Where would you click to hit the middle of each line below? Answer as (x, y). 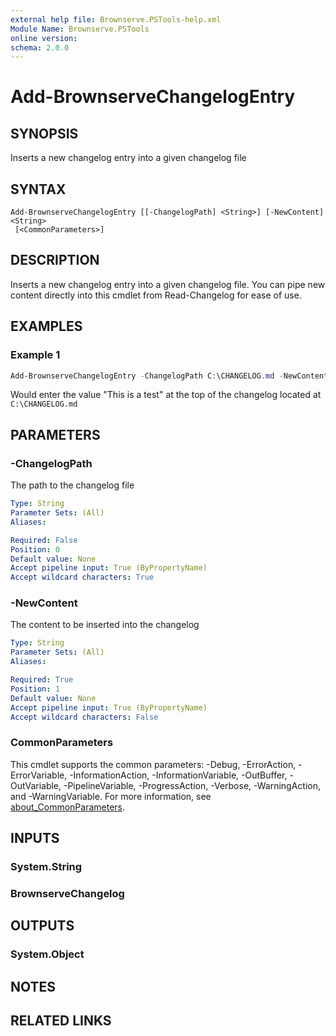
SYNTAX (38, 189)
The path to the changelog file (72, 485)
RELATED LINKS (61, 1021)
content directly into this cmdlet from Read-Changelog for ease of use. (156, 295)
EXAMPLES (46, 326)
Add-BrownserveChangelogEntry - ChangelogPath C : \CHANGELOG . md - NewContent (169, 376)
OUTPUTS (42, 926)
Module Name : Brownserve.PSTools (80, 29)
